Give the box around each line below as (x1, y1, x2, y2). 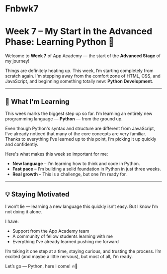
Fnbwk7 (5, 3, 39, 14)
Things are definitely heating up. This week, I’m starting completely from (5, 68, 154, 74)
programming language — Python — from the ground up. (5, 115, 123, 122)
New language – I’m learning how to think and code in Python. (12, 160, 140, 167)
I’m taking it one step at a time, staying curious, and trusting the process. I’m (5, 248, 162, 254)
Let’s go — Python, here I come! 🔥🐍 (5, 263, 78, 269)
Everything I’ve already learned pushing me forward (12, 238, 119, 244)
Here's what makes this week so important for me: (5, 151, 108, 157)
